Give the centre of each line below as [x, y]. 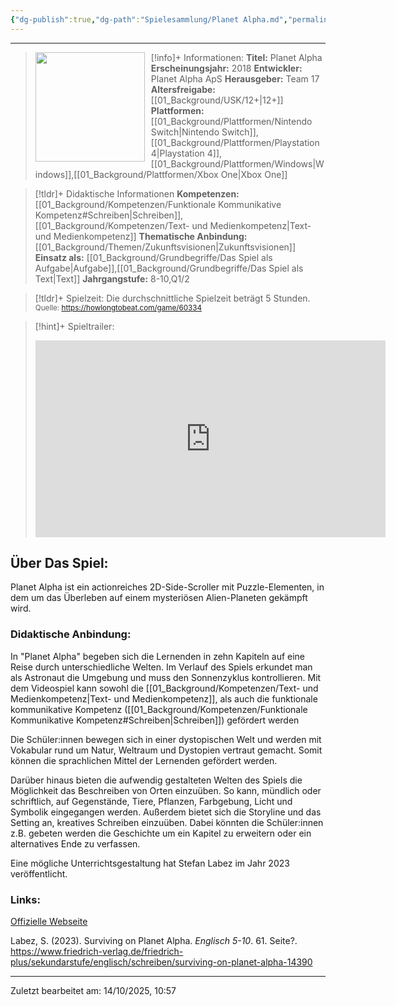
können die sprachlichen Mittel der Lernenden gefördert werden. [144, 760]
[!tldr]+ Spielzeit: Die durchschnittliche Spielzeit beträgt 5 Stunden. [172, 298]
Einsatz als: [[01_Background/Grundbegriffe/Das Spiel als [153, 257]
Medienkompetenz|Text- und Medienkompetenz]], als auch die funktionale [164, 698]
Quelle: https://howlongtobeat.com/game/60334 [118, 307]
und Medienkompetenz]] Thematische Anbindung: [141, 236]
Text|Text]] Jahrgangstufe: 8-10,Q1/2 [112, 278]
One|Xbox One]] [254, 174]
